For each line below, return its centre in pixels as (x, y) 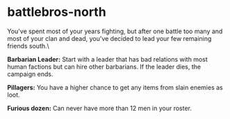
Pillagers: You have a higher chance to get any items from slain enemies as (115, 87)
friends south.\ (28, 46)
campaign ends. (30, 74)
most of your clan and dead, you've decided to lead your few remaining (109, 38)
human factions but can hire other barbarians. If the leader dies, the (104, 66)
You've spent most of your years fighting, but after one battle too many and (115, 31)
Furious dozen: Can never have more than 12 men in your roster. (100, 108)
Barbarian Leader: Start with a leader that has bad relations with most (108, 59)
